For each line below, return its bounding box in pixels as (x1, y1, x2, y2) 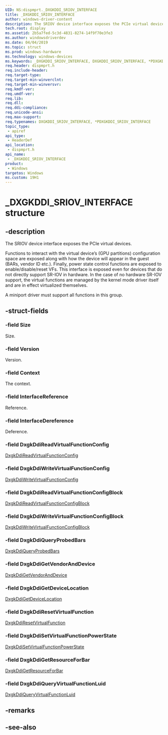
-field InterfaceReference (5, 393, 68, 400)
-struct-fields (5, 306, 48, 315)
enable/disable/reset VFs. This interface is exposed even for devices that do (5, 266, 162, 272)
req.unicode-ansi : (5, 110, 43, 115)
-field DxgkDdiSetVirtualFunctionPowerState (5, 632, 117, 639)
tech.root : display (5, 26, 46, 31)
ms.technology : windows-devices (5, 54, 72, 59)
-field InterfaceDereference (5, 417, 74, 424)
